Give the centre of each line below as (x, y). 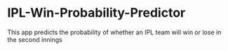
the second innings (35, 39)
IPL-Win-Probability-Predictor (96, 13)
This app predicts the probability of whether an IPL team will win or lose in (114, 32)
